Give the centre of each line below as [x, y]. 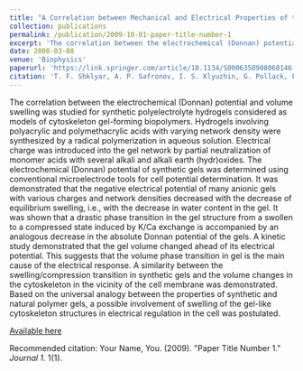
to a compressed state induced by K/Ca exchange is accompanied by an [144, 227]
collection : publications [58, 26]
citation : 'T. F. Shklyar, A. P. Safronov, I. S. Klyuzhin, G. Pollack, [149, 77]
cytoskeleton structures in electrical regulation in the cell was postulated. [145, 313]
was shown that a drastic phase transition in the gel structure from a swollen [151, 217]
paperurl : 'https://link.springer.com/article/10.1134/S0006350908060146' [153, 69]
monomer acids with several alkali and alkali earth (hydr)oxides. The [136, 160]
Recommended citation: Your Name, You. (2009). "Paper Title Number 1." [145, 348]
